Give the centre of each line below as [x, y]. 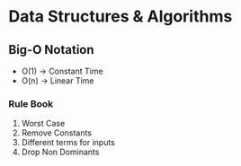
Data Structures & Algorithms [120, 17]
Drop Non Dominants [60, 152]
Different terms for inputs [68, 143]
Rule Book [31, 103]
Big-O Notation [52, 50]
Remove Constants [56, 133]
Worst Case [43, 124]
